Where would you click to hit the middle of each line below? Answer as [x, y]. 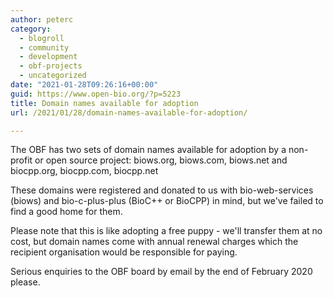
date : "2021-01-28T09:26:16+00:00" [84, 85]
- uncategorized [53, 76]
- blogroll [42, 38]
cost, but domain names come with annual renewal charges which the [154, 242]
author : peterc [42, 19]
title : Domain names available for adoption [104, 103]
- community [44, 47]
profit [21, 160]
